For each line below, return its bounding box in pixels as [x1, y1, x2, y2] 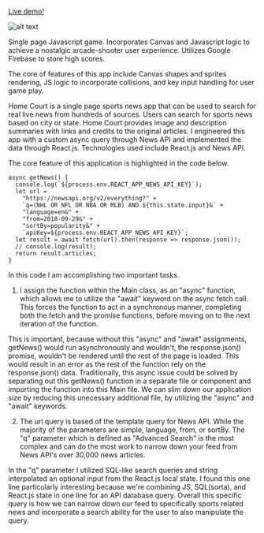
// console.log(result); [15, 243, 97, 251]
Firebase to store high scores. [8, 54, 105, 63]
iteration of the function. [19, 319, 99, 328]
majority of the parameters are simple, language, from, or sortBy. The [19, 425, 246, 434]
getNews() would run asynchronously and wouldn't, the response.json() [8, 343, 242, 352]
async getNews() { [8, 173, 69, 181]
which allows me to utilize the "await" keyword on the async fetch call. [19, 294, 249, 303]
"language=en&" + [22, 208, 80, 216]
